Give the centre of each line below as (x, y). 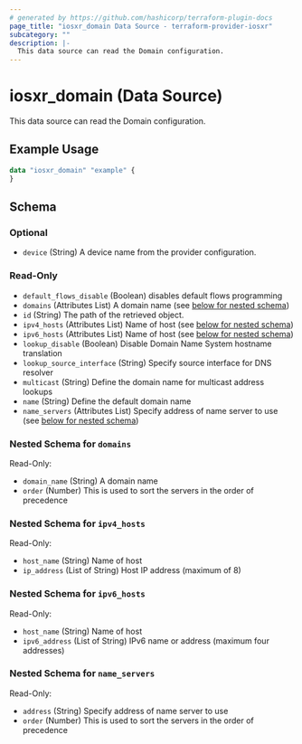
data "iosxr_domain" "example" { (72, 170)
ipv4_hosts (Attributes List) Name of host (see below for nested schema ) (158, 324)
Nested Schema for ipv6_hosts (78, 594)
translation (42, 353)
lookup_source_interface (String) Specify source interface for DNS (147, 363)
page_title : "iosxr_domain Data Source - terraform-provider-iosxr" (141, 26)
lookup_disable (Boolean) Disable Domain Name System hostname (147, 344)
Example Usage (54, 150)
